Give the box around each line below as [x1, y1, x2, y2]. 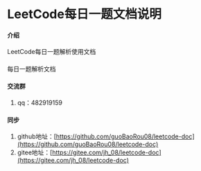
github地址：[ [17, 132, 57, 141]
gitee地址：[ [17, 148, 53, 156]
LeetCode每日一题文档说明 [7, 6, 161, 22]
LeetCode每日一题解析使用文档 [7, 48, 96, 56]
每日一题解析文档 [7, 64, 56, 73]
